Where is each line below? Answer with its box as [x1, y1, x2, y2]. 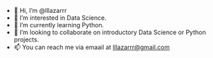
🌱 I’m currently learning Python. [13, 21, 104, 29]
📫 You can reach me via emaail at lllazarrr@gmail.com [13, 43, 170, 51]
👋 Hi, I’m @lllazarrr [13, 7, 67, 14]
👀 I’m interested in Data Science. [13, 14, 107, 22]
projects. [13, 35, 39, 44]
